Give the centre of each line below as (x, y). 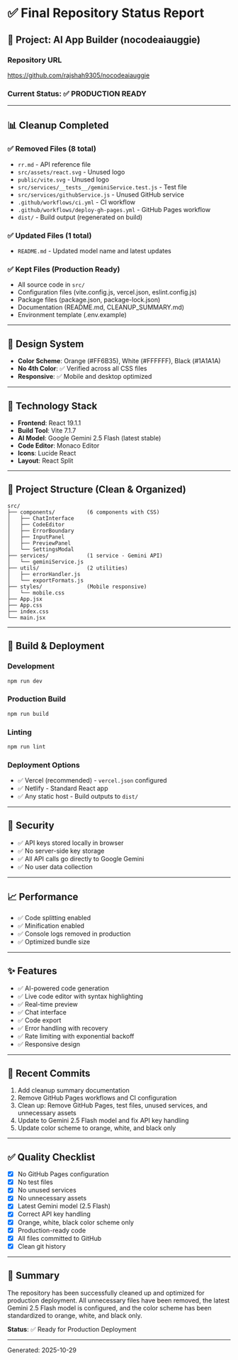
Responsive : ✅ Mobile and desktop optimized (85, 377)
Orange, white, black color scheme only (76, 1222)
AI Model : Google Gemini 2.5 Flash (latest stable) (89, 438)
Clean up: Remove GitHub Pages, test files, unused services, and (112, 1105)
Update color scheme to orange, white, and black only (97, 1128)
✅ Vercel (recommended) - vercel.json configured (92, 780)
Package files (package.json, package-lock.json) (89, 300)
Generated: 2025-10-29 (42, 1350)
